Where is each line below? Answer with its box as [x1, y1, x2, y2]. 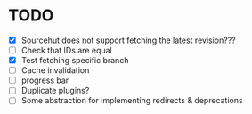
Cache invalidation [20, 65, 90, 76]
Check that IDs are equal [20, 45, 112, 55]
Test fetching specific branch [20, 55, 129, 66]
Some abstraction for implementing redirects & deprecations [20, 95, 243, 106]
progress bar [20, 75, 69, 85]
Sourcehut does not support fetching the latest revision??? [20, 35, 237, 45]
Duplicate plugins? [20, 85, 90, 96]
